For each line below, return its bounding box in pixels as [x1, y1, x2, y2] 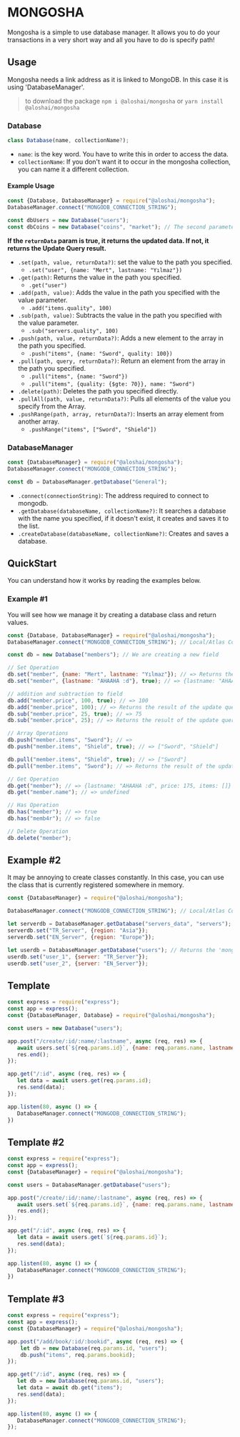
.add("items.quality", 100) [28, 304, 112, 311]
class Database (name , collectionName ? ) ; [7, 137, 130, 144]
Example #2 [7, 854, 61, 866]
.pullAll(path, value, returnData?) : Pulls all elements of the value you [17, 394, 231, 403]
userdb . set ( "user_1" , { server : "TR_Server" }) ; [7, 953, 149, 961]
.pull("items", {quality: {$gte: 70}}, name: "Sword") [28, 380, 195, 388]
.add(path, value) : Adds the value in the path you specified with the [17, 288, 220, 296]
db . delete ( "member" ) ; [7, 834, 72, 841]
